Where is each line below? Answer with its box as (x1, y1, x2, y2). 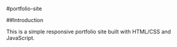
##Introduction (6, 17, 44, 23)
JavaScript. (6, 35, 35, 41)
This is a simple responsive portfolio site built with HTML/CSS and (6, 28, 172, 35)
